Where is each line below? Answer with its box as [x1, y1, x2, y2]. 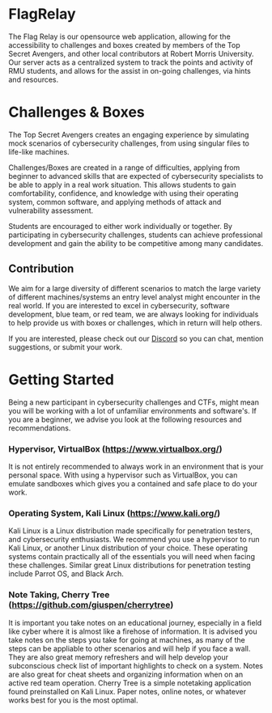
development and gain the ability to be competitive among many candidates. [8, 238, 264, 248]
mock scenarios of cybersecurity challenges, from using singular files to [8, 138, 249, 148]
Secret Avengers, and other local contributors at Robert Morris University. [8, 49, 254, 58]
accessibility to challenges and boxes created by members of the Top [8, 40, 240, 49]
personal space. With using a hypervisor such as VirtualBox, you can [8, 470, 238, 480]
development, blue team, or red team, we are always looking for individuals [8, 309, 259, 319]
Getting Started [8, 370, 115, 388]
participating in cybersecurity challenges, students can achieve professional [8, 230, 263, 240]
